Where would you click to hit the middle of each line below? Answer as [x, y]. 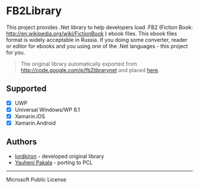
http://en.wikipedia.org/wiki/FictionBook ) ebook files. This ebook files [92, 33]
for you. [16, 52]
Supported [26, 89]
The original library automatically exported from [79, 64]
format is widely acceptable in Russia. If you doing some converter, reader [97, 40]
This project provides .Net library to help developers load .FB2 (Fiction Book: [99, 27]
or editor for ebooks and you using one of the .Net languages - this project [97, 46]
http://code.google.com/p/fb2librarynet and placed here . [90, 70]
